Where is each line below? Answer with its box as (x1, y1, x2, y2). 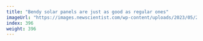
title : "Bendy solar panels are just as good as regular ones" (6, 8, 169, 15)
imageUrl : (6, 14, 31, 20)
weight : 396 (6, 25, 36, 32)
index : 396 (6, 20, 34, 26)
